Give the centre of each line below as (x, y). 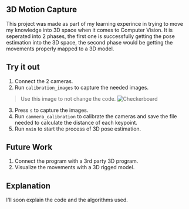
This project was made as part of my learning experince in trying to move (95, 23)
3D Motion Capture (42, 10)
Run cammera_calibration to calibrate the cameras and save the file (96, 116)
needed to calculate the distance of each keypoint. (76, 122)
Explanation (28, 186)
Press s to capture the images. (51, 110)
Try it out (23, 67)
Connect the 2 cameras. (44, 81)
